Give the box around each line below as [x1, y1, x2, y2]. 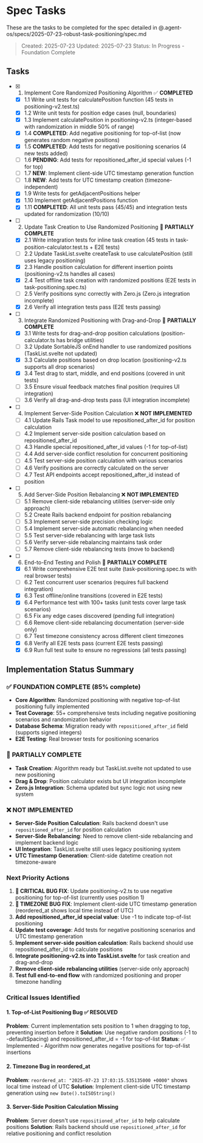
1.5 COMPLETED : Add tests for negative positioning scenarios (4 [24, 143, 187, 150]
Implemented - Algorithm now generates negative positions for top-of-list [6, 1042, 190, 1050]
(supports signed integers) [15, 729, 82, 736]
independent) [24, 184, 58, 191]
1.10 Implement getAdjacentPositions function [24, 196, 139, 204]
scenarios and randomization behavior [15, 716, 112, 723]
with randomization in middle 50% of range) [24, 123, 135, 130]
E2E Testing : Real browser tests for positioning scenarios [15, 736, 159, 743]
